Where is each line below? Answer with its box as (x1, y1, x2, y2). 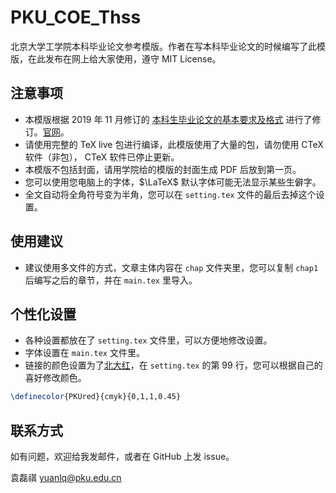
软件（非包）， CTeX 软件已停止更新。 (24, 151, 180, 163)
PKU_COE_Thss (10, 6, 142, 29)
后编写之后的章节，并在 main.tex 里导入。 (24, 274, 198, 286)
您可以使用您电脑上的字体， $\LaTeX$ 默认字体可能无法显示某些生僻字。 (24, 176, 322, 188)
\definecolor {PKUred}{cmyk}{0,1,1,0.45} (10, 392, 182, 402)
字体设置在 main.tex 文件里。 (24, 347, 145, 359)
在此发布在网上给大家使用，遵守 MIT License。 (27, 52, 222, 65)
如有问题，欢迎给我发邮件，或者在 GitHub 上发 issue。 (10, 451, 235, 463)
